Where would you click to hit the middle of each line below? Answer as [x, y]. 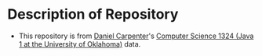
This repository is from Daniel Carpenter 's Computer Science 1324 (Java [136, 36]
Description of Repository [93, 14]
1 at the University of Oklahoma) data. [80, 44]
